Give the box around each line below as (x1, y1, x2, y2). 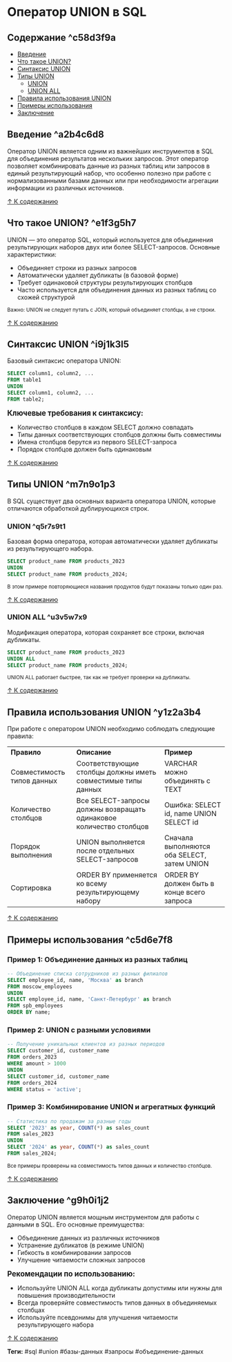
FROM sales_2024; (7, 1150, 57, 1157)
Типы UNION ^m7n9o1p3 (7, 478, 116, 491)
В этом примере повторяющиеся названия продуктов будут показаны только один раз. (7, 583, 223, 590)
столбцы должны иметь (76, 768, 157, 777)
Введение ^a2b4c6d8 (7, 129, 105, 140)
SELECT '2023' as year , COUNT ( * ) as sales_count (7, 1124, 150, 1131)
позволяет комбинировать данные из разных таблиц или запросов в (7, 162, 211, 170)
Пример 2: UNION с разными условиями (7, 1025, 151, 1035)
